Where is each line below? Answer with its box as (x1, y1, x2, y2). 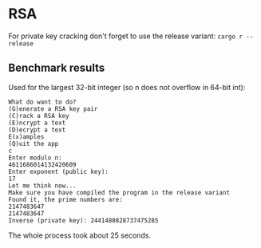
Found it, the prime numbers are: (8, 195, 124, 203)
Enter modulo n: (8, 153, 62, 162)
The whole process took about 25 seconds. (8, 230, 152, 240)
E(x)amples (8, 132, 45, 140)
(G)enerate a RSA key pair (8, 104, 98, 112)
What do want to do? (8, 97, 77, 106)
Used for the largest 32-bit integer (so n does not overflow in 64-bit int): (8, 82, 246, 92)
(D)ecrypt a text (8, 125, 66, 134)
